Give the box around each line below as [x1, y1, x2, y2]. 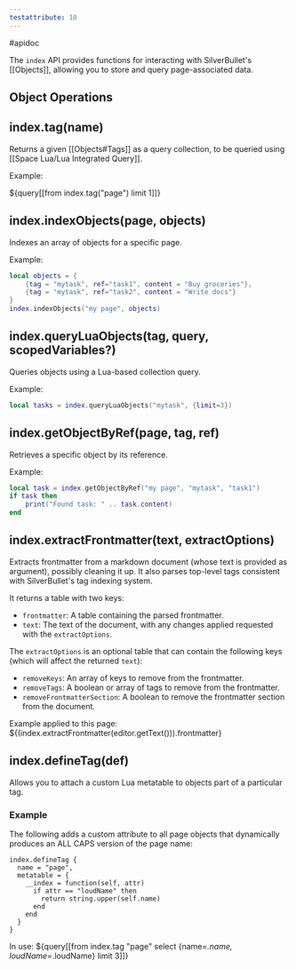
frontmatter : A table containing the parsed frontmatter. [21, 610, 224, 621]
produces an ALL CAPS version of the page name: [9, 837, 194, 849]
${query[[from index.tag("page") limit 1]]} [9, 188, 162, 198]
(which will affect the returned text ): [9, 655, 143, 666]
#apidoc [9, 37, 40, 48]
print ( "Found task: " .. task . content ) [25, 500, 173, 509]
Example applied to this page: [9, 717, 118, 729]
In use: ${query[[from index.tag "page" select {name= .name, [9, 941, 233, 951]
